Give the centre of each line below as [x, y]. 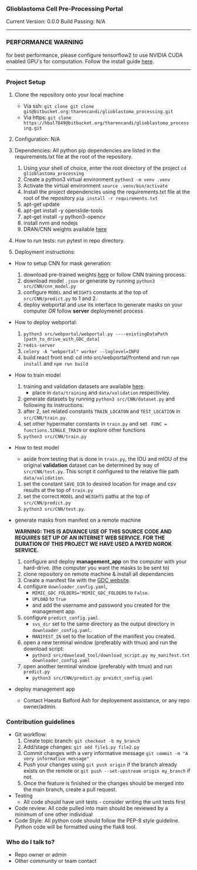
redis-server [39, 345]
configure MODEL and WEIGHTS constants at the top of [86, 292]
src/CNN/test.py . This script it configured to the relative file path [101, 471]
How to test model [37, 447]
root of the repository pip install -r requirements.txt [91, 198]
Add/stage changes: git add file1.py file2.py [81, 747]
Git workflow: [31, 735]
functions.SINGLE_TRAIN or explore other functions [84, 430]
